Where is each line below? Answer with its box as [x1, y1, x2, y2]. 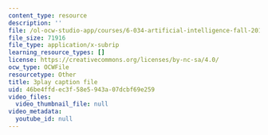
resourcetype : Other [8, 71, 77, 79]
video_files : [8, 93, 52, 101]
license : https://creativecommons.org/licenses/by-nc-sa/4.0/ [8, 56, 219, 64]
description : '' [8, 19, 62, 27]
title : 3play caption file [8, 78, 98, 86]
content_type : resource [8, 11, 88, 20]
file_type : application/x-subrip [8, 41, 120, 49]
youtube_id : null [15, 115, 73, 123]
